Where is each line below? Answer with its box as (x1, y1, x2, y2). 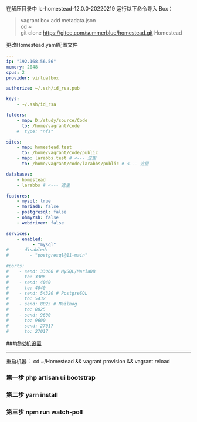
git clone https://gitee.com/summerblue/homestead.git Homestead (20, 29, 182, 36)
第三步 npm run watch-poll (6, 408, 83, 416)
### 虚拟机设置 (6, 339, 42, 347)
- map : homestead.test (16, 144, 72, 151)
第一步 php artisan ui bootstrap (6, 374, 96, 382)
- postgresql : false (16, 209, 67, 215)
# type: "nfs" (16, 128, 54, 134)
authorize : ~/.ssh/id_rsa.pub (6, 86, 80, 91)
